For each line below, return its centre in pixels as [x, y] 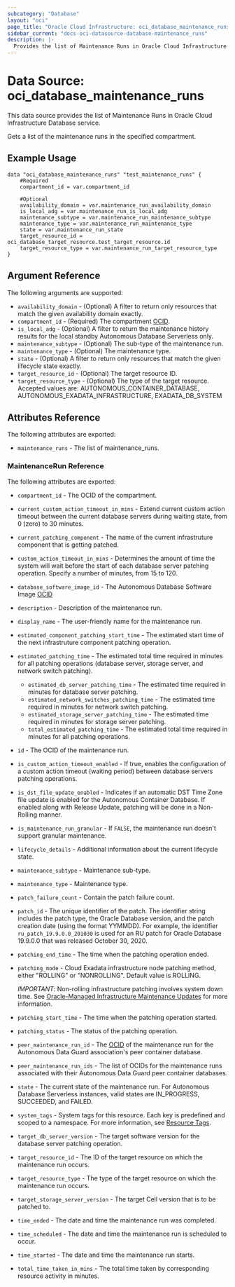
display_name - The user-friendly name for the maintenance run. [110, 621]
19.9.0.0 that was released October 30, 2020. [83, 941]
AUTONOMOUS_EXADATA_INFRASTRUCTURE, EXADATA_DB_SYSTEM [120, 395]
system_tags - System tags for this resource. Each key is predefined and [121, 1115]
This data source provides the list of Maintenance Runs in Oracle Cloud [110, 115]
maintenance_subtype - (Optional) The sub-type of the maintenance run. [120, 343]
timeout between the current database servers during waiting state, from [122, 516]
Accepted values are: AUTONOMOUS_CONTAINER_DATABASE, [108, 388]
